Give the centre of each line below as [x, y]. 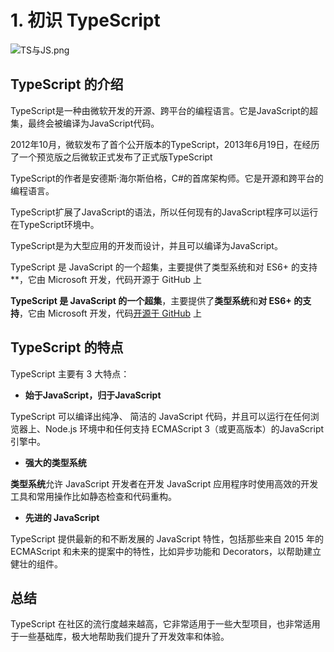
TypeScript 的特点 [67, 347]
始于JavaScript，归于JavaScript [93, 395]
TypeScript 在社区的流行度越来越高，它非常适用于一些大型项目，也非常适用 [165, 624]
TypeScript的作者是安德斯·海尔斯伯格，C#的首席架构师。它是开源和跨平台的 [167, 178]
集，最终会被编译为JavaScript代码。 [85, 123]
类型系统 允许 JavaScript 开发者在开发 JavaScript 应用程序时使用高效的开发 [164, 483]
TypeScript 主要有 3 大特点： [70, 373]
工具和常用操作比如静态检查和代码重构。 [93, 496]
